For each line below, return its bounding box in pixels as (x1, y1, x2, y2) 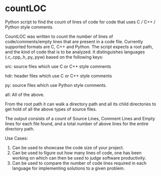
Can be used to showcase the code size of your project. (12, 144, 124, 150)
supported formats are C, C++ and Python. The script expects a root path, (5, 44, 153, 49)
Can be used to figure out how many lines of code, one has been (12, 150, 142, 156)
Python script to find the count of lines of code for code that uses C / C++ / (5, 19, 156, 25)
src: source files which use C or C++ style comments (5, 64, 112, 69)
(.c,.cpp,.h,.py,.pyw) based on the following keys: (5, 54, 103, 60)
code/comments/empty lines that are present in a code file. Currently (5, 38, 143, 44)
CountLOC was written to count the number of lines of (5, 33, 113, 39)
